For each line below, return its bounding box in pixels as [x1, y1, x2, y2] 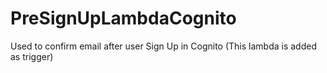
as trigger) [10, 50, 54, 62]
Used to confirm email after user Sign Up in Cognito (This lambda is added [10, 40, 317, 52]
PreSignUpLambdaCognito [10, 7, 237, 30]
